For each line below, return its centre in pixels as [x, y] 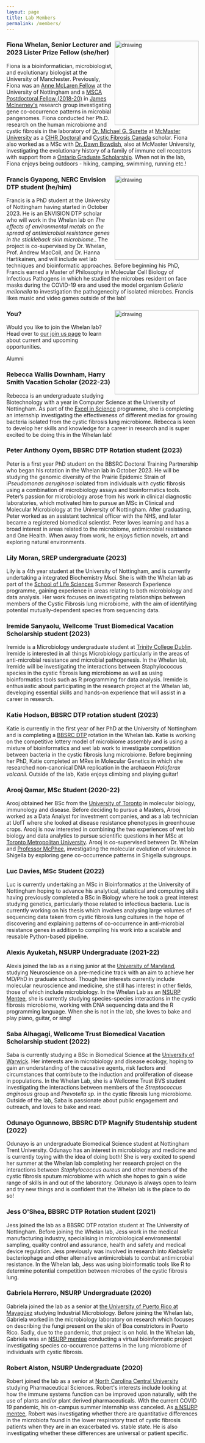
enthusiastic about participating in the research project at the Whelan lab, [99, 686]
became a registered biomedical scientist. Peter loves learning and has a [98, 522]
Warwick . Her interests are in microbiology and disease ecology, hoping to [100, 1061]
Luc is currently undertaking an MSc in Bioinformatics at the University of [99, 884]
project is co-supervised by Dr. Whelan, [56, 246]
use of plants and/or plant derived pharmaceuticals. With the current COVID [102, 1401]
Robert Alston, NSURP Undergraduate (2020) [75, 1368]
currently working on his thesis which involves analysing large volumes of [99, 911]
